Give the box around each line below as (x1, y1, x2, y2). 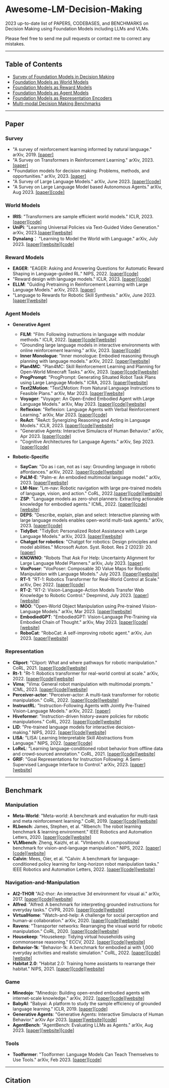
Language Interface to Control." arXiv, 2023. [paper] (37, 761, 146, 767)
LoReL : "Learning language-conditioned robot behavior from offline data (12, 745, 163, 751)
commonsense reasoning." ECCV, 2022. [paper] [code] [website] (12, 938, 145, 945)
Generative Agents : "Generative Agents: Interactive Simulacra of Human (12, 1011, 164, 1017)
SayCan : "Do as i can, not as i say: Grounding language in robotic (20, 464, 156, 470)
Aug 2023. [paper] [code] (12, 189, 65, 195)
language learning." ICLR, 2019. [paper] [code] (12, 1006, 108, 1012)
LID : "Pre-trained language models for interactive (12, 724, 115, 730)
